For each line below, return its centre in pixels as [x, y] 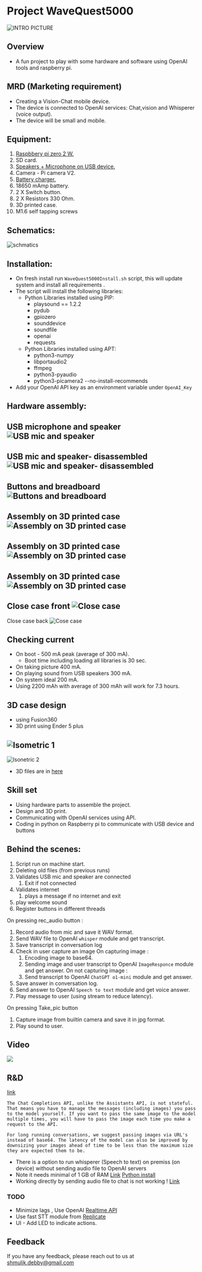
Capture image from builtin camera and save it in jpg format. [90, 1019]
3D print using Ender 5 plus [49, 726]
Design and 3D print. [41, 811]
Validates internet [37, 889]
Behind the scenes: [44, 849]
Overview [26, 47]
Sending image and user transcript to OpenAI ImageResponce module [109, 964]
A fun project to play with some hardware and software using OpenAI [101, 61]
